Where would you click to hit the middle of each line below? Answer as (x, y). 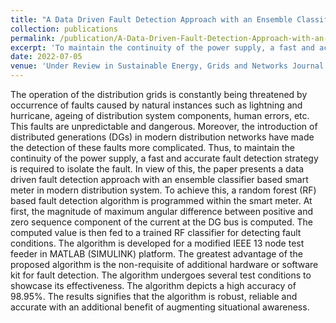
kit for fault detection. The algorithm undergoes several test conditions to (161, 275)
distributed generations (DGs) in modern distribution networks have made (162, 137)
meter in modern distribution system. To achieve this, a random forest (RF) (163, 190)
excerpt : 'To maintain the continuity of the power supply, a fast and (162, 47)
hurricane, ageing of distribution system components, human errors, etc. (160, 115)
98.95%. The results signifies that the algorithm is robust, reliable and (154, 296)
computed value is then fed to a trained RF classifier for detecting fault (156, 232)
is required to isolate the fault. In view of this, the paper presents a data (157, 169)
